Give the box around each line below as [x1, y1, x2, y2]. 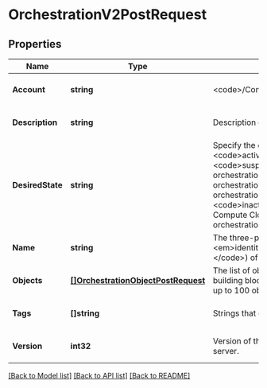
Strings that [213, 308, 257, 319]
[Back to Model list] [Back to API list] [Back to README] [8, 371, 191, 380]
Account [12, 84, 45, 95]
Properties [8, 37, 62, 51]
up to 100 [213, 285, 250, 296]
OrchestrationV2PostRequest [8, 6, 207, 24]
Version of [213, 336, 252, 347]
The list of [213, 265, 250, 276]
